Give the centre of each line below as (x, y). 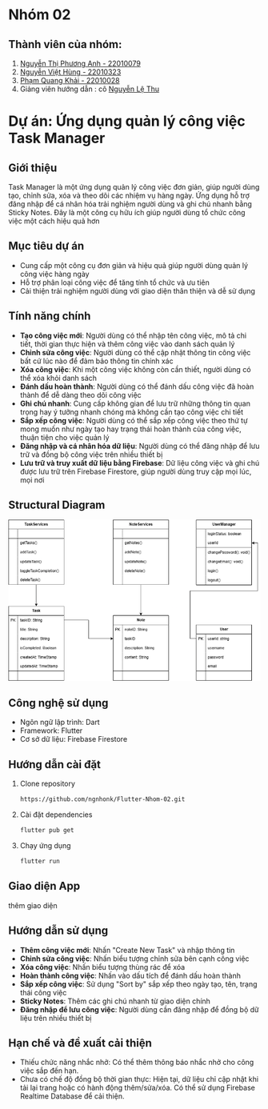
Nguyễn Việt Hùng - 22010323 (70, 72)
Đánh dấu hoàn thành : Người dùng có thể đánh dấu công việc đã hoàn (137, 386)
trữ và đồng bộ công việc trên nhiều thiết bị (91, 454)
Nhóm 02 (40, 15)
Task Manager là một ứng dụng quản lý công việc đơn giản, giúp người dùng (134, 187)
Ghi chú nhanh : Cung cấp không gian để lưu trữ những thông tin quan (135, 403)
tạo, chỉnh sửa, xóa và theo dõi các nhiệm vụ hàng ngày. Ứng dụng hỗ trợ (129, 195)
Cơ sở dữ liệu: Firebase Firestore (74, 739)
